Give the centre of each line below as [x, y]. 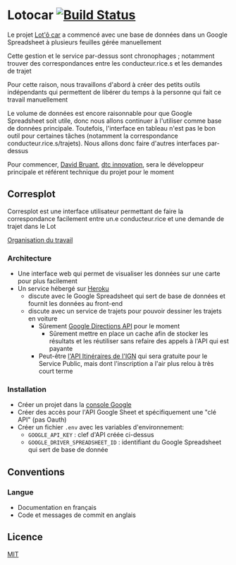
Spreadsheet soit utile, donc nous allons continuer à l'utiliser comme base [114, 121]
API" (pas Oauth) [42, 420]
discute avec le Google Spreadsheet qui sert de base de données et [126, 296]
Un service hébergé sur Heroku [63, 289]
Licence [25, 537]
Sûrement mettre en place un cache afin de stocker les [129, 334]
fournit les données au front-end [75, 304]
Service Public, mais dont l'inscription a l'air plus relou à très [126, 364]
